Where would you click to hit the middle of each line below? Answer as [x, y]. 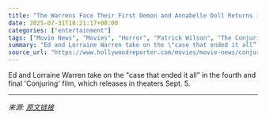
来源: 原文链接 [31, 107]
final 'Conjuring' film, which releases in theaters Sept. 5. [99, 83]
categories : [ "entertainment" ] [60, 30]
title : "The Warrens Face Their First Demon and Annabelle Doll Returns [131, 15]
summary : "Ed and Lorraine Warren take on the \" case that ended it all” [133, 45]
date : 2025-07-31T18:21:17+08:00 [63, 23]
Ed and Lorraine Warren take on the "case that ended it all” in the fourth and [132, 75]
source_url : [28, 52]
